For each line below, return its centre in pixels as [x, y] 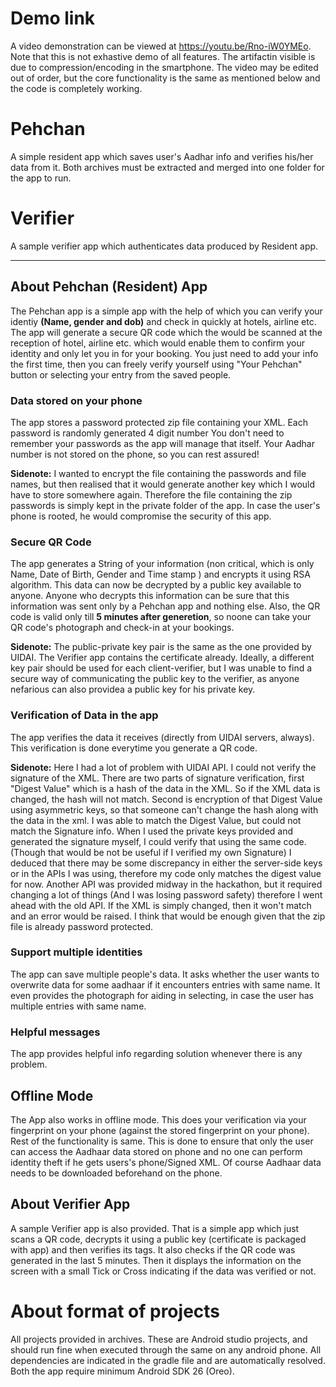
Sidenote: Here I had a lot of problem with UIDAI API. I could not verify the [163, 767]
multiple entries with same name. [78, 1006]
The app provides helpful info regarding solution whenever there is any [156, 1054]
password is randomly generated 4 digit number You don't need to [147, 433]
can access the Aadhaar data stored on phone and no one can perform [156, 1151]
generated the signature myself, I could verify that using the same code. [158, 841]
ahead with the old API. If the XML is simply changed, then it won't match [161, 905]
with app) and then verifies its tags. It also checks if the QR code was [153, 1249]
